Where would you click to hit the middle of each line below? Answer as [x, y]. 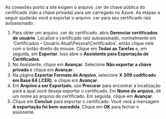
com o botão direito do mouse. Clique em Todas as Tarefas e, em [80, 49]
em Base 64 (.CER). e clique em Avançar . [55, 80]
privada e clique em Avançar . [43, 70]
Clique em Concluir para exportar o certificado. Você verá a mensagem [86, 101]
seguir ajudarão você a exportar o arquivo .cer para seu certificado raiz [78, 18]
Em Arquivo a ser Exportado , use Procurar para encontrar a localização [86, 86]
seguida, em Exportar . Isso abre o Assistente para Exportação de [81, 54]
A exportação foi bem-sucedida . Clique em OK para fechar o [76, 107]
